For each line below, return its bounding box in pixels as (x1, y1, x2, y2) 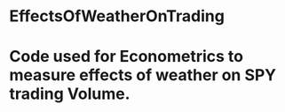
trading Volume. (9, 84, 131, 104)
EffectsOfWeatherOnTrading (9, 6, 225, 26)
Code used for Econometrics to (9, 47, 244, 67)
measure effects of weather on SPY (9, 65, 277, 86)
